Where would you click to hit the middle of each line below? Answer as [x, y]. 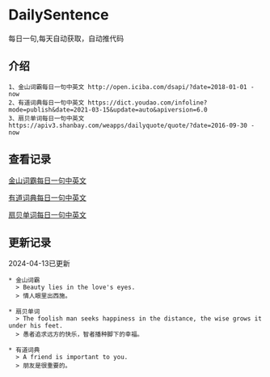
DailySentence [59, 15]
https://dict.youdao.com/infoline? [148, 103]
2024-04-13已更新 [39, 264]
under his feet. [36, 326]
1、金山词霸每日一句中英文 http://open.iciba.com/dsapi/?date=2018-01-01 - [131, 87]
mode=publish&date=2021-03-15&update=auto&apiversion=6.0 [108, 110]
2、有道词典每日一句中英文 [46, 103]
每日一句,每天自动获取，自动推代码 [66, 38]
